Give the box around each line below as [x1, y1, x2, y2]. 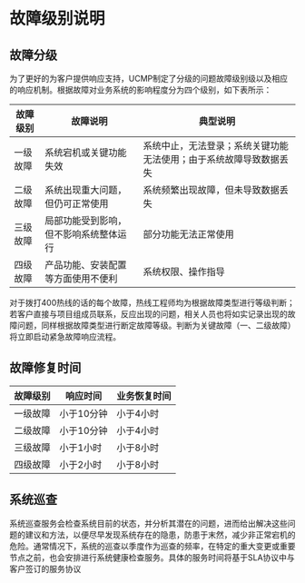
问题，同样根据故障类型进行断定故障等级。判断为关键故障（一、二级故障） [16, 320, 296, 331]
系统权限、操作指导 [143, 265, 225, 278]
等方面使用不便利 [44, 272, 118, 284]
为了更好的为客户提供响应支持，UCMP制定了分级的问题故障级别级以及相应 [9, 74, 289, 84]
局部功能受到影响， [44, 214, 127, 227]
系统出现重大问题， [44, 183, 127, 196]
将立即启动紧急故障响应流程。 [9, 331, 121, 341]
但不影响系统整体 [44, 228, 118, 241]
